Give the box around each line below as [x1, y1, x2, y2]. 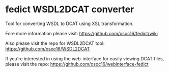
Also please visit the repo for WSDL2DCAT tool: [5, 40, 105, 46]
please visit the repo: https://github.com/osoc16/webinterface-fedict [5, 61, 149, 67]
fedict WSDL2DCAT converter [5, 4, 134, 15]
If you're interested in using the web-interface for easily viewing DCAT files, [5, 55, 164, 62]
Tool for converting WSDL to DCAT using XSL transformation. [5, 20, 134, 27]
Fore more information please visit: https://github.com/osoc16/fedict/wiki [5, 30, 158, 36]
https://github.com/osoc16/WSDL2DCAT [5, 45, 90, 52]
